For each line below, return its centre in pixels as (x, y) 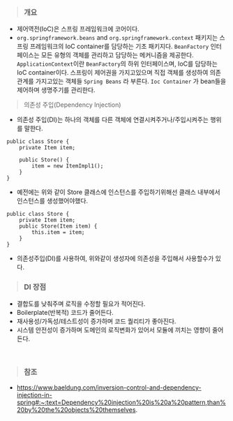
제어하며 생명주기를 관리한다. (56, 90)
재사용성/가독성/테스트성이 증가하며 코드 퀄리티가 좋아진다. (96, 321)
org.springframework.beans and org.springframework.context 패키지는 (117, 38)
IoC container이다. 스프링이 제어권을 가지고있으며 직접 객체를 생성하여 (112, 73)
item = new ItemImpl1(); (68, 166)
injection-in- (35, 394)
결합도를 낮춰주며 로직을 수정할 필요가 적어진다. (81, 304)
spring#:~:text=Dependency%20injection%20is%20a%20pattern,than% (121, 402)
